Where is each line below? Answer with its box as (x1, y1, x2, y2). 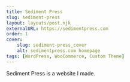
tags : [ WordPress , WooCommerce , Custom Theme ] (6, 53, 125, 59)
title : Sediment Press (6, 8, 63, 15)
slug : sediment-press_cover (17, 42, 87, 48)
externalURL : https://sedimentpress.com (6, 25, 109, 32)
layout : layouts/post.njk (6, 20, 71, 26)
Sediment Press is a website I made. (6, 69, 96, 77)
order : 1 (6, 31, 28, 37)
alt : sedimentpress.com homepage (17, 48, 101, 54)
